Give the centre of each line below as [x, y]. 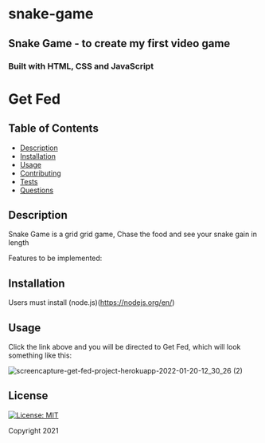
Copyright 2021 [33, 430]
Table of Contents [54, 129]
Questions [37, 190]
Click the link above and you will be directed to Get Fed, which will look [125, 346]
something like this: [40, 355]
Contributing [40, 173]
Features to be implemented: [55, 258]
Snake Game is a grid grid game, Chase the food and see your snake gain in [132, 234]
